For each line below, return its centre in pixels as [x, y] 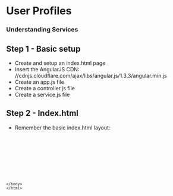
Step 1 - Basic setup [43, 49]
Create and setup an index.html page [60, 63]
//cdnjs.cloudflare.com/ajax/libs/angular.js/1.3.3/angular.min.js [91, 75]
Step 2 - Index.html [43, 113]
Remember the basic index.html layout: [62, 127]
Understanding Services [42, 30]
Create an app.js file [39, 82]
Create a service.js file [42, 94]
